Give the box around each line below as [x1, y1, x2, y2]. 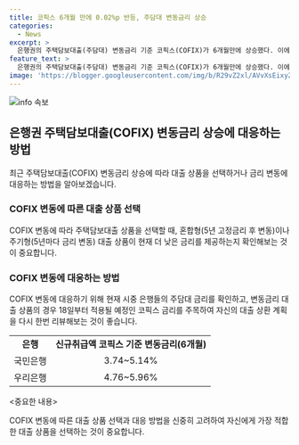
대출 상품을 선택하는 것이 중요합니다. [18, 426, 145, 437]
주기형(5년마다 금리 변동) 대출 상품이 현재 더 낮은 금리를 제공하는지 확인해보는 [9, 235, 279, 246]
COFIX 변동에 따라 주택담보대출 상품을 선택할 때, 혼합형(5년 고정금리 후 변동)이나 [9, 225, 290, 235]
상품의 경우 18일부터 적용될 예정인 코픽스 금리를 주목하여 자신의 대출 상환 [18, 305, 271, 316]
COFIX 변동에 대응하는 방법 [9, 271, 120, 284]
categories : [9, 21, 53, 30]
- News [17, 29, 42, 38]
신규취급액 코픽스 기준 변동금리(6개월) [54, 338, 207, 350]
